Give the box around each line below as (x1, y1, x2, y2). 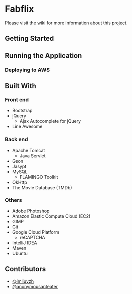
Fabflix (5, 3, 34, 15)
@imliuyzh (12, 278, 34, 284)
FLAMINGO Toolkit (19, 174, 58, 180)
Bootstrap (12, 108, 33, 114)
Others (5, 196, 22, 203)
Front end (5, 96, 29, 103)
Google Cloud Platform (12, 229, 60, 235)
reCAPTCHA (19, 234, 46, 240)
